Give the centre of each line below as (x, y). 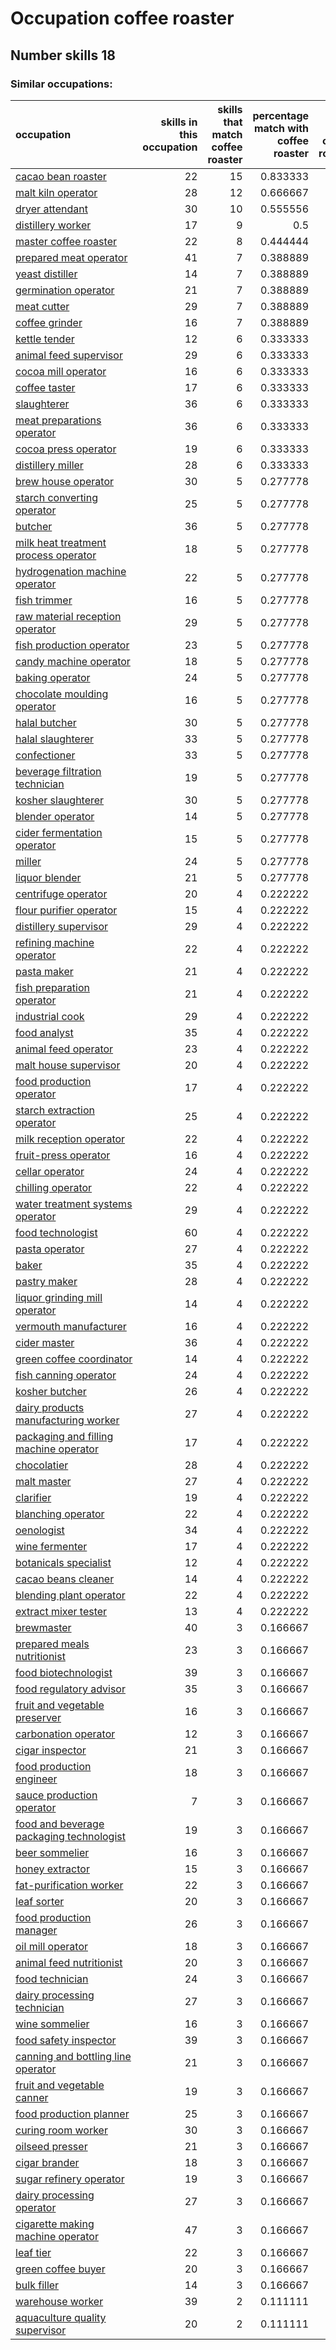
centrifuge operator (61, 894)
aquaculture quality (61, 2317)
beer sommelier (52, 1852)
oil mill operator (51, 1946)
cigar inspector (51, 1750)
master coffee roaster (66, 241)
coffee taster (45, 387)
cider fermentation (59, 832)
